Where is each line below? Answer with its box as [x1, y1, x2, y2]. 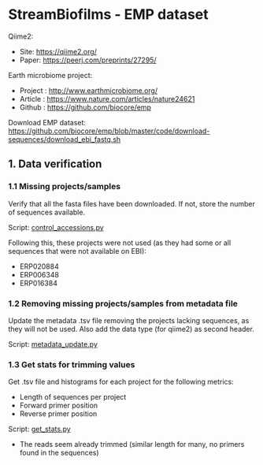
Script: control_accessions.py [8, 222, 104, 232]
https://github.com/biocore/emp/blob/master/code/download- [8, 126, 210, 136]
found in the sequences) [19, 448, 100, 458]
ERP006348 [19, 270, 59, 279]
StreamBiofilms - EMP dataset [8, 6, 209, 24]
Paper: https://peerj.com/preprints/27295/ [19, 55, 157, 65]
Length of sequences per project [19, 392, 127, 402]
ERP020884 [19, 262, 59, 271]
